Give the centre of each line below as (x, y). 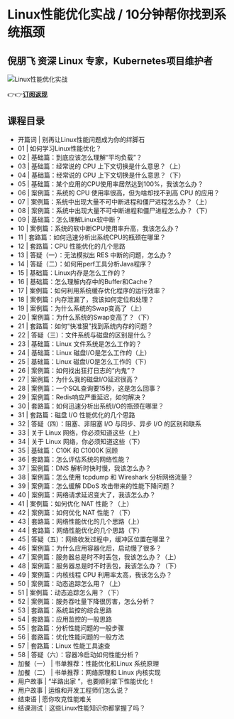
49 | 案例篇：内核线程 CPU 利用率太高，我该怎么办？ (95, 574)
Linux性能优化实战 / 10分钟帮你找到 (111, 15)
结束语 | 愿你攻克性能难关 (55, 699)
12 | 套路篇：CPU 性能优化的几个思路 (72, 246)
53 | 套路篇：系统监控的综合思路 (65, 610)
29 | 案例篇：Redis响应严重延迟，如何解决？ (82, 397)
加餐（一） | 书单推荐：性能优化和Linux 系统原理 (88, 663)
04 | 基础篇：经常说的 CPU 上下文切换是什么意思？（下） (101, 175)
